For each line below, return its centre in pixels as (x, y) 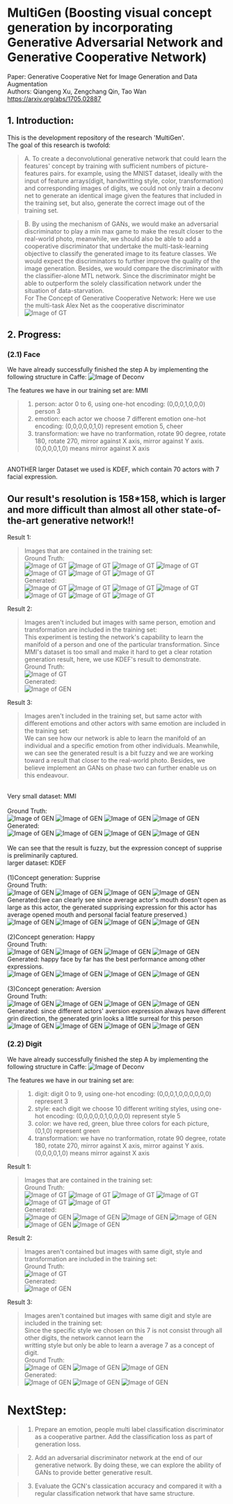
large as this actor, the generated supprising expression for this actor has (112, 907)
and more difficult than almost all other (93, 509)
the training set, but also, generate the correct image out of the (114, 203)
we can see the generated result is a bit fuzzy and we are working (119, 753)
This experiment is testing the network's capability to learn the (114, 637)
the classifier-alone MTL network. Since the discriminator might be (120, 275)
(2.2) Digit (25, 1044)
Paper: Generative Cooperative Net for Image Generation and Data (103, 76)
